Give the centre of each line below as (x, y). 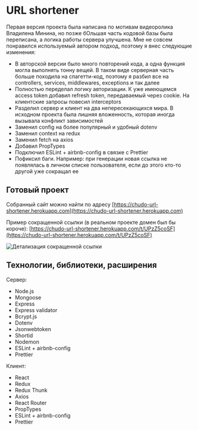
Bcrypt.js (26, 316)
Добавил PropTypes (40, 146)
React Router (31, 403)
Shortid (24, 335)
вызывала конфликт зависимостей (59, 120)
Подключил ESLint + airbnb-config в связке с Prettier (81, 152)
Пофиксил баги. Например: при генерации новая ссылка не (91, 158)
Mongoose (28, 297)
